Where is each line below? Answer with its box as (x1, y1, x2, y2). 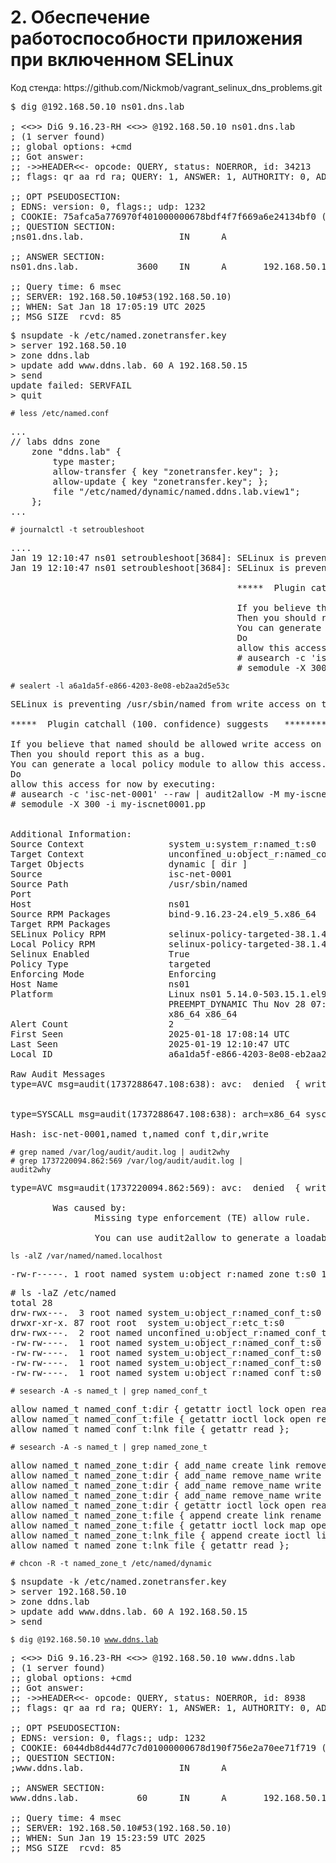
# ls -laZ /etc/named (10, 1287, 117, 1298)
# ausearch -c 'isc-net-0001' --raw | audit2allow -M (10, 788, 280, 800)
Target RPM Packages (10, 918, 112, 930)
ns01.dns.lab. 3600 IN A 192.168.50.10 (10, 261, 333, 272)
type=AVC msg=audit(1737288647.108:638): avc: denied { (10, 1078, 301, 1090)
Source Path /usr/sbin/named (10, 878, 248, 890)
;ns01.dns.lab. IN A (10, 231, 227, 242)
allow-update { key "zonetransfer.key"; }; (52, 476, 270, 487)
